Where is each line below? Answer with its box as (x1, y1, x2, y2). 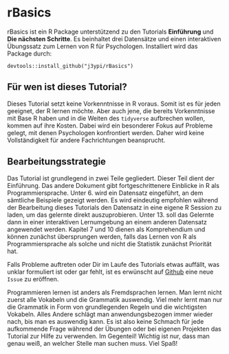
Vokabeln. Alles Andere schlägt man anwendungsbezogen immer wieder (7, 310, 213, 318)
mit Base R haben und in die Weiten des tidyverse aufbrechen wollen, (7, 114, 205, 122)
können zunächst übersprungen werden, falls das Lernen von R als (7, 232, 197, 241)
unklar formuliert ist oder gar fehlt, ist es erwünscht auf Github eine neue (7, 268, 214, 276)
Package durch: (7, 49, 52, 58)
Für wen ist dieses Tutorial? (7, 81, 127, 93)
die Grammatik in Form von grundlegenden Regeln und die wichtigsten (7, 303, 208, 311)
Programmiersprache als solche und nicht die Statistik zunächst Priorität (7, 239, 212, 248)
